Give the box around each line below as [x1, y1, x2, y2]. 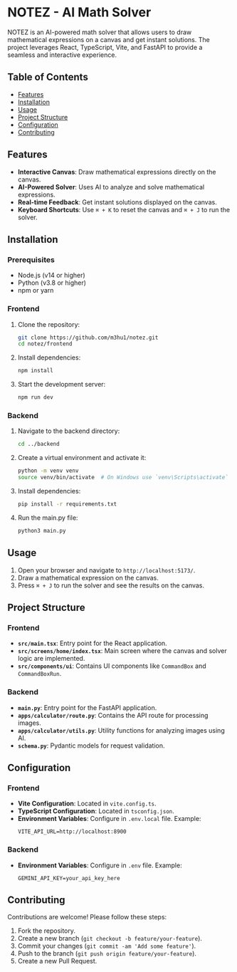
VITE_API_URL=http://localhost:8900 [17, 828, 127, 835]
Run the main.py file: [17, 513, 78, 522]
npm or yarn [17, 286, 54, 295]
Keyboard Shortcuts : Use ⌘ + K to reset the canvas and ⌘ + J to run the [17, 205, 230, 214]
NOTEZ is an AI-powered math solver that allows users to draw [7, 28, 192, 36]
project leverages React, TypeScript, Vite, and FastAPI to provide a [7, 43, 203, 51]
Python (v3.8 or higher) [17, 278, 87, 287]
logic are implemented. [17, 654, 85, 663]
